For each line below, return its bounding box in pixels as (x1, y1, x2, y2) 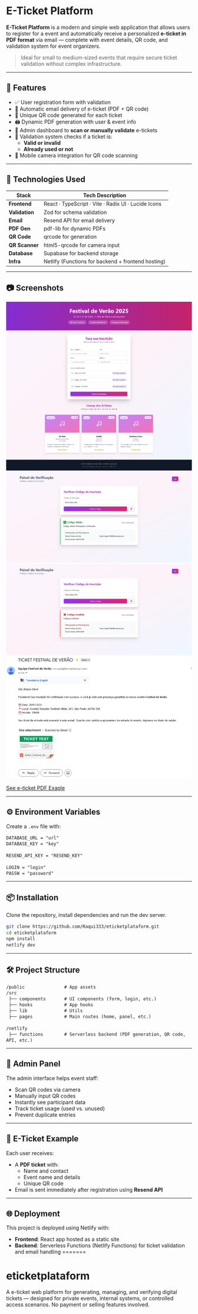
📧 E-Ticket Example (6, 1134, 79, 1144)
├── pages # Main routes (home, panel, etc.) (8, 1013, 151, 1020)
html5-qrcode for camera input (43, 241, 120, 249)
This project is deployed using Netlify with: (6, 1224, 110, 1231)
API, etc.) (6, 1037, 33, 1043)
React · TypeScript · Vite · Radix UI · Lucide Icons (43, 200, 162, 207)
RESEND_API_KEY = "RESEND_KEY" (6, 853, 83, 858)
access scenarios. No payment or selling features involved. (6, 1301, 150, 1308)
